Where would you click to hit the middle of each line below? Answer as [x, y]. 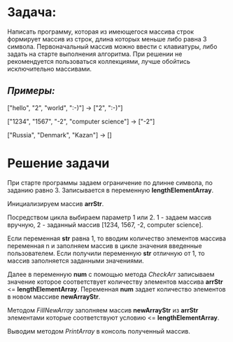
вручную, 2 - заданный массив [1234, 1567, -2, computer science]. [105, 224]
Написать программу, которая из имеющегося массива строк [101, 32]
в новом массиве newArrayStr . [54, 296]
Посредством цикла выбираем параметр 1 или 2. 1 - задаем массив [110, 217]
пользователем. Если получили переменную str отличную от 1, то [106, 253]
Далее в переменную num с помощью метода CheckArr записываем [111, 274]
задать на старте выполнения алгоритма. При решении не [95, 54]
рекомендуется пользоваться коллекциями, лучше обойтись [99, 61]
